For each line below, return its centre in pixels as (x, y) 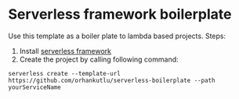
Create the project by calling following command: (99, 59)
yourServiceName (34, 87)
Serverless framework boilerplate (120, 14)
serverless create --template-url (65, 73)
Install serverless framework (65, 51)
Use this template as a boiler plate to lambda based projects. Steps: (117, 36)
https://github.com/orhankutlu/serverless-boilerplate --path (112, 80)
